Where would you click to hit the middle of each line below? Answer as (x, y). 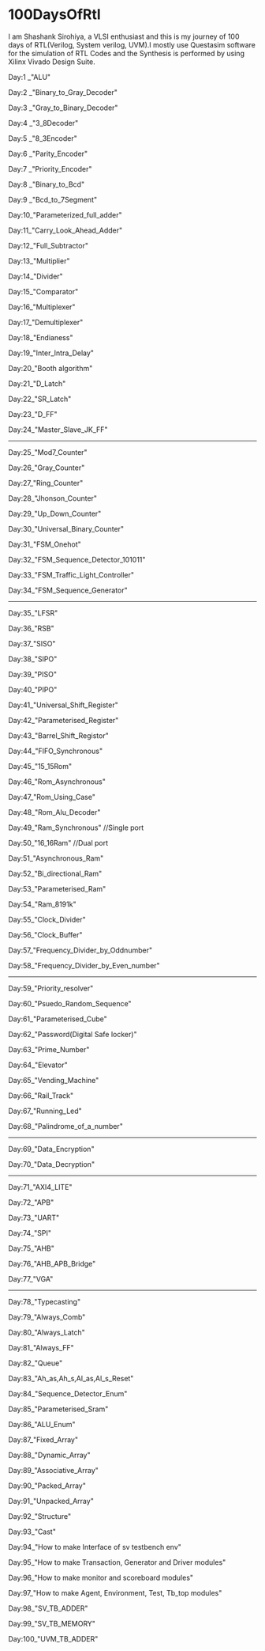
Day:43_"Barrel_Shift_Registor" (58, 735)
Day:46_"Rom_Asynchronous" (57, 782)
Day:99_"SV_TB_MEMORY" (52, 1623)
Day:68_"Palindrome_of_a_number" (66, 1126)
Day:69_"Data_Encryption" (51, 1149)
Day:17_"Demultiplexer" (46, 322)
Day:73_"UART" (34, 1217)
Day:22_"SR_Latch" (40, 399)
